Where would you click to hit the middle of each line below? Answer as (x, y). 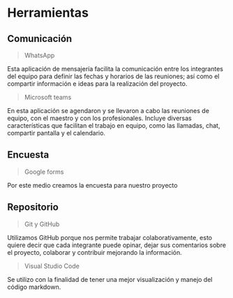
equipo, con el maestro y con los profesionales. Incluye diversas (99, 118)
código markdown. (34, 287)
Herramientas (48, 13)
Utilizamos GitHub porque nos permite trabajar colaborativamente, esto (110, 237)
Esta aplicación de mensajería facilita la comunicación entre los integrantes (115, 69)
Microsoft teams (48, 97)
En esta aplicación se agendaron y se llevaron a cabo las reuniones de (108, 111)
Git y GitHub (42, 224)
